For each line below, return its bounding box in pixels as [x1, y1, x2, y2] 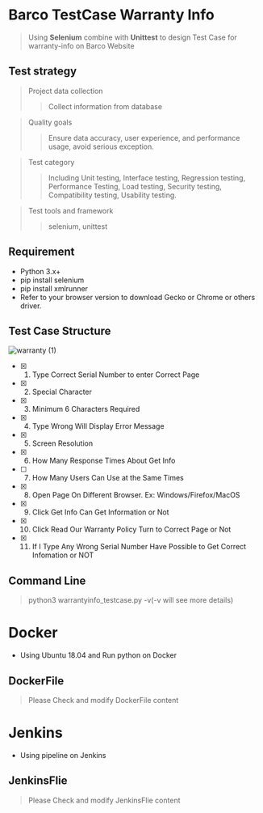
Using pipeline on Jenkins [19, 750, 106, 760]
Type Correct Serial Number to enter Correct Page [31, 370, 200, 379]
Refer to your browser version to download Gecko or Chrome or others [19, 292, 256, 302]
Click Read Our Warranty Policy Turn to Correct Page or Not [31, 524, 232, 535]
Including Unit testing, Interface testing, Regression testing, [48, 172, 246, 183]
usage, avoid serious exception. [48, 142, 155, 151]
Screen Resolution [31, 438, 94, 448]
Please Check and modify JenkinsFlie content [27, 795, 181, 805]
